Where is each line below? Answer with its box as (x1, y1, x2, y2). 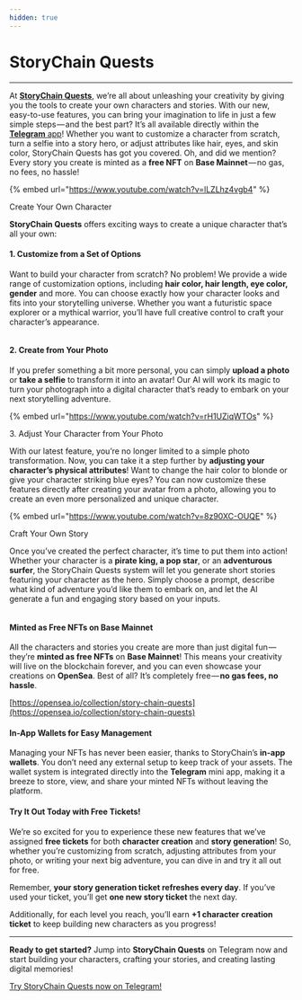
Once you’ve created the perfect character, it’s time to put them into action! (9, 545, 288, 556)
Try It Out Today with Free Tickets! (9, 806, 141, 817)
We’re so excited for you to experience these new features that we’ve (9, 826, 266, 836)
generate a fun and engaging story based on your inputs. (9, 593, 221, 604)
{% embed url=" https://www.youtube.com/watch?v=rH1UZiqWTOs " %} (9, 411, 274, 421)
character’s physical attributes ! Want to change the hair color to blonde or (9, 465, 288, 475)
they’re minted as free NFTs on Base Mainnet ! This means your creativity (9, 651, 283, 662)
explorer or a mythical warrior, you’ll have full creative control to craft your (9, 306, 284, 317)
